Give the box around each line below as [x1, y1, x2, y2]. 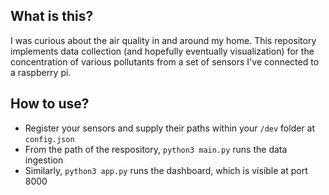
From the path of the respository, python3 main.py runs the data [24, 143, 288, 155]
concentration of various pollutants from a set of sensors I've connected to [10, 55, 320, 68]
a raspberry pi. [10, 66, 72, 78]
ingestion [24, 154, 64, 166]
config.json [24, 134, 75, 144]
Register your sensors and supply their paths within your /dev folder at [24, 122, 316, 134]
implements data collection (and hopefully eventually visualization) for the [10, 45, 315, 57]
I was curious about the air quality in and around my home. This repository [10, 34, 317, 46]
